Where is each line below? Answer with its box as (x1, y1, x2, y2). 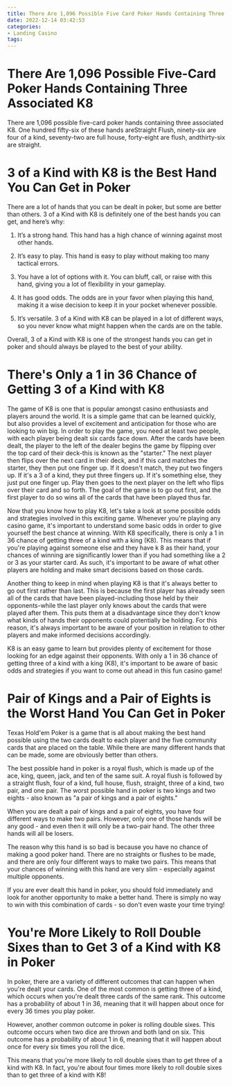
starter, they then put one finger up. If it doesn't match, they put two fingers (7, 463, 223, 472)
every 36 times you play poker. (7, 1007, 96, 1015)
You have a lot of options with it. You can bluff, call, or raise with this (17, 272, 213, 281)
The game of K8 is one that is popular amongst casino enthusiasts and (7, 404, 209, 413)
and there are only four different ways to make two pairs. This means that (7, 857, 217, 866)
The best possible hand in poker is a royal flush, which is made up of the (7, 764, 214, 772)
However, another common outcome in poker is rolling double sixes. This (7, 1020, 215, 1028)
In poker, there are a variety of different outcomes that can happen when (7, 977, 215, 985)
